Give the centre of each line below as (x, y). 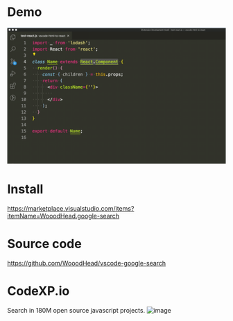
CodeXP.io (38, 291)
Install (25, 190)
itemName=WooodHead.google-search (63, 216)
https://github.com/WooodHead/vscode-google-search (87, 263)
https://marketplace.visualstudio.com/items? (71, 208)
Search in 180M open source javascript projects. (76, 310)
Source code (44, 244)
